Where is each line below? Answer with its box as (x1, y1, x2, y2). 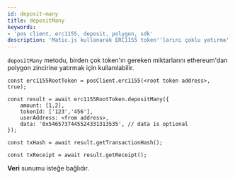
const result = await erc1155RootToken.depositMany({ (7, 96, 170, 103)
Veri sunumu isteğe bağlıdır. (7, 164, 90, 173)
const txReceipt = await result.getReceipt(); (7, 151, 147, 159)
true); (7, 83, 27, 91)
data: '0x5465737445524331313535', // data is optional (20, 121, 189, 128)
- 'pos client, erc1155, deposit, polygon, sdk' (7, 30, 154, 37)
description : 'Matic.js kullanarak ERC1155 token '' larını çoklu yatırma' (7, 37, 230, 44)
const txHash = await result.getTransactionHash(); (7, 139, 163, 146)
